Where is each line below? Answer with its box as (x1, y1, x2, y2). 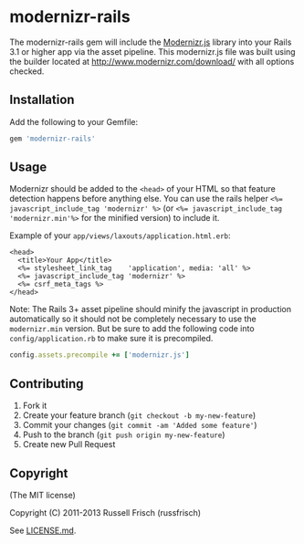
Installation (9, 92, 75, 108)
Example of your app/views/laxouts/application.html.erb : (9, 230, 231, 241)
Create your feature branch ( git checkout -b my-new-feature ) (22, 410, 257, 421)
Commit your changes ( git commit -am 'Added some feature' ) (22, 420, 257, 431)
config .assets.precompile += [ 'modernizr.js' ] (9, 350, 190, 360)
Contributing (9, 376, 84, 392)
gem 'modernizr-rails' (9, 134, 96, 143)
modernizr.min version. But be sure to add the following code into (9, 323, 255, 334)
